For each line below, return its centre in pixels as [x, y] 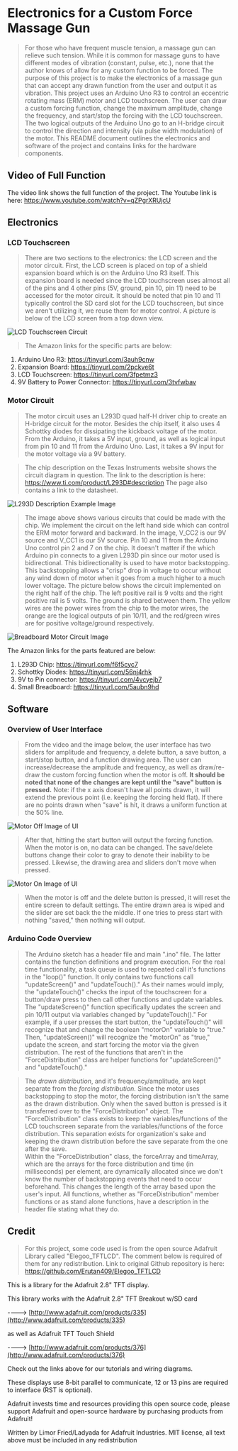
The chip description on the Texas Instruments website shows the [121, 467]
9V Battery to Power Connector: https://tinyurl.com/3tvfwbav [107, 382]
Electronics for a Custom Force [100, 13]
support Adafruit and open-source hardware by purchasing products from [115, 1411]
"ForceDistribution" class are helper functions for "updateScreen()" [123, 1060]
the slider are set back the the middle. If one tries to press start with [124, 913]
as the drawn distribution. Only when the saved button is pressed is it [126, 1103]
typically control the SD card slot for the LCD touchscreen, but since [124, 304]
